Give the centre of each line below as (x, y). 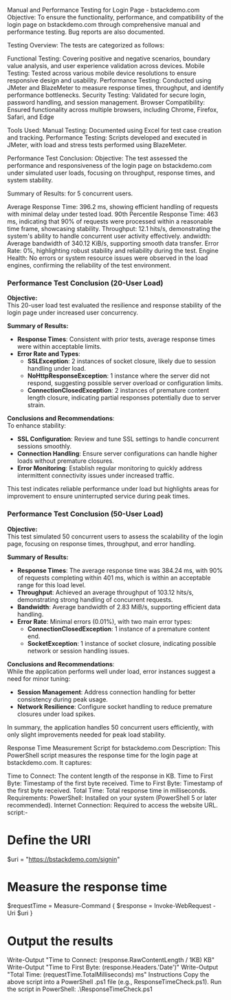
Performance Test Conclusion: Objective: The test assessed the (97, 158)
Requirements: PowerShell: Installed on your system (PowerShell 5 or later (112, 798)
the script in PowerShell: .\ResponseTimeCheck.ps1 (80, 989)
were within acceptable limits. (59, 347)
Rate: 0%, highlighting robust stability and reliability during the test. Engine (113, 251)
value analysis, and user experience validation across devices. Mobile (106, 66)
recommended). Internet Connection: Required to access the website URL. (112, 805)
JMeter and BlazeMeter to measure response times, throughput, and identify (115, 88)
